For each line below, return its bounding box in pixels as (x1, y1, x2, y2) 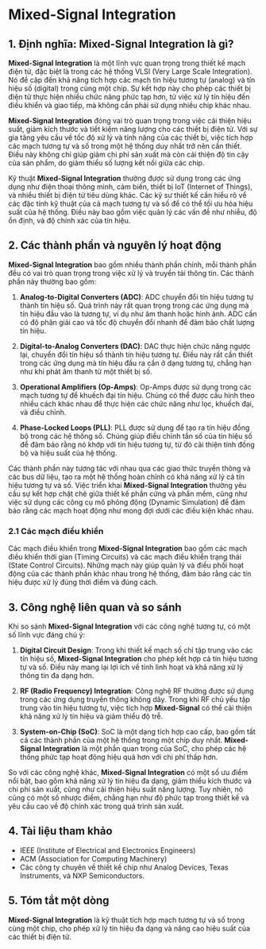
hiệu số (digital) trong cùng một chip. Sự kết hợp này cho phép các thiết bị (8, 83, 252, 93)
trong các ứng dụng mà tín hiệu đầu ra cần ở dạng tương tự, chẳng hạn (19, 358, 252, 367)
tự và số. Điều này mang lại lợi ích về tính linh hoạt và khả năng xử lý (19, 662, 244, 672)
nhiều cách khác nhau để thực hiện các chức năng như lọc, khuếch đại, (19, 399, 254, 409)
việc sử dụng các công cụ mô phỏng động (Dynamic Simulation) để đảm (8, 497, 245, 506)
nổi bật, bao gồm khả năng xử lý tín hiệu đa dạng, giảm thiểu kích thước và (8, 776, 253, 785)
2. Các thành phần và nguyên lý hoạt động (8, 238, 222, 252)
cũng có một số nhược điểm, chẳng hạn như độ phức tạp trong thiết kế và (8, 792, 249, 802)
